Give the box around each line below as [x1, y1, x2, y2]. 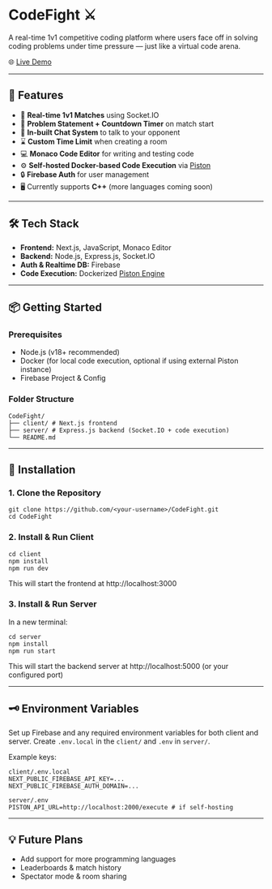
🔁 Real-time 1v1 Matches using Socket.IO [19, 110, 159, 119]
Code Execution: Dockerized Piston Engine [19, 268, 165, 278]
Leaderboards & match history [19, 863, 121, 873]
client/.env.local [8, 767, 70, 776]
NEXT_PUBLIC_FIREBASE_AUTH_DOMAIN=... [8, 782, 139, 790]
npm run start [8, 647, 57, 655]
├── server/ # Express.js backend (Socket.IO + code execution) [8, 426, 230, 434]
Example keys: [8, 752, 57, 762]
